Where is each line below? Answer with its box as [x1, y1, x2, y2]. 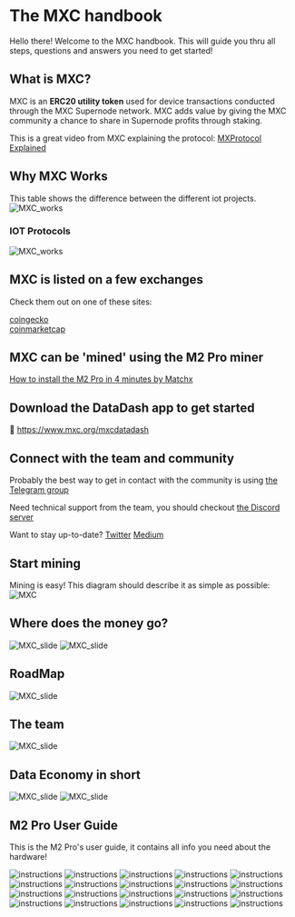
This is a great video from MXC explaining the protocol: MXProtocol [9, 133, 261, 144]
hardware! [9, 851, 48, 862]
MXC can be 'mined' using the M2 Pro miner [9, 350, 264, 365]
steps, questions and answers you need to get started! [9, 45, 213, 55]
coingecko [9, 314, 49, 324]
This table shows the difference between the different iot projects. [9, 193, 257, 204]
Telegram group [9, 484, 70, 495]
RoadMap [9, 666, 65, 682]
